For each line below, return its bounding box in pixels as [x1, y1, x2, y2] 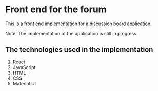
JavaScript [12, 64, 36, 70]
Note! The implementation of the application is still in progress [5, 30, 137, 36]
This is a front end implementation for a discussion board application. [5, 20, 152, 27]
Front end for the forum [5, 4, 107, 15]
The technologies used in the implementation [5, 45, 153, 54]
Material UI [12, 80, 36, 86]
